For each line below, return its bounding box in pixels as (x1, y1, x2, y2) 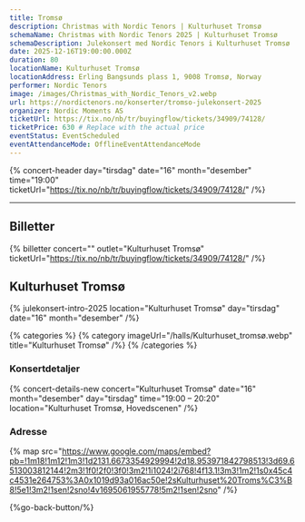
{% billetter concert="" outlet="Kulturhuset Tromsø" (9, 242, 205, 254)
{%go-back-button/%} (9, 501, 94, 513)
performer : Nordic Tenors (9, 81, 107, 90)
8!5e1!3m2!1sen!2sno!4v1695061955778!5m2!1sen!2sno (9, 484, 218, 495)
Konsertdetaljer (9, 362, 80, 375)
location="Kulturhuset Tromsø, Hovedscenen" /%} (9, 402, 199, 413)
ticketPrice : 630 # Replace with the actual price (9, 123, 205, 133)
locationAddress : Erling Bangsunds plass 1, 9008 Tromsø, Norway (9, 73, 261, 82)
